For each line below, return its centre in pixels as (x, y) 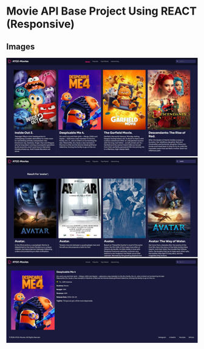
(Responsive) (40, 24)
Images (21, 47)
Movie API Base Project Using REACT (102, 11)
